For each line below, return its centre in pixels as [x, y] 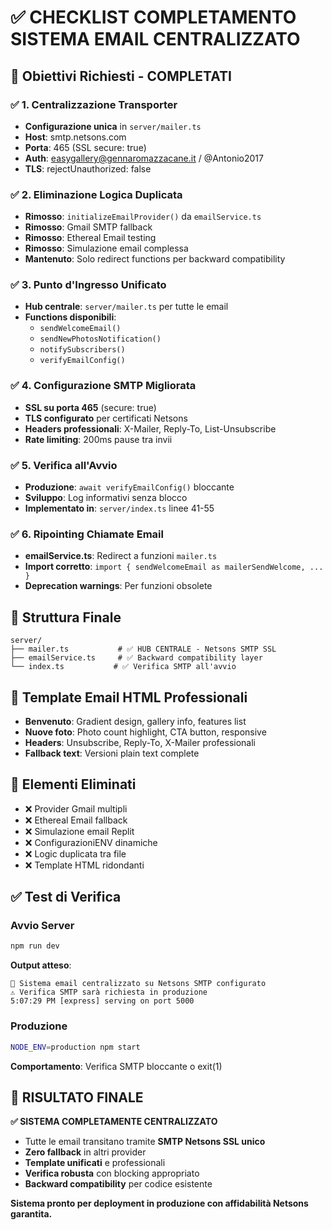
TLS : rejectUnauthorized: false [88, 168]
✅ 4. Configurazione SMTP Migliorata [103, 386]
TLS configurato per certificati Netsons [106, 418]
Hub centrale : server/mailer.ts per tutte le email [126, 307]
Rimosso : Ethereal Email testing [90, 238]
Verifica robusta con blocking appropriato [112, 1173]
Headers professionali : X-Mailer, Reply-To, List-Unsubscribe [150, 428]
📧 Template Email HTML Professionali [129, 697]
